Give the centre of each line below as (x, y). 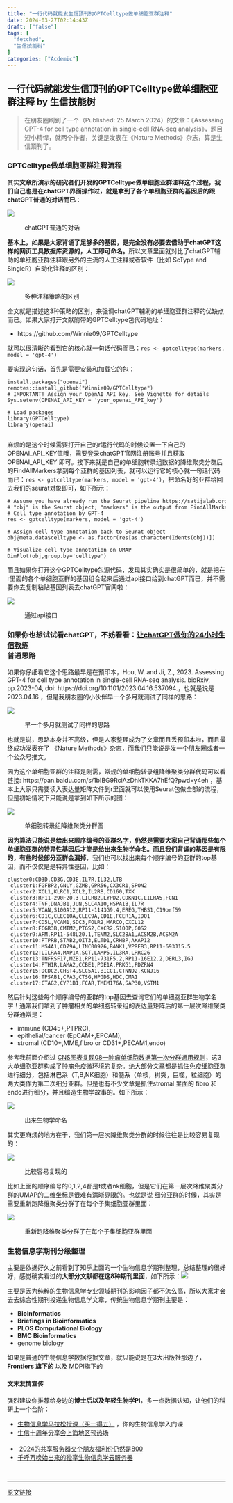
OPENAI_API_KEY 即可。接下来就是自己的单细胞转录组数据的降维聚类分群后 (115, 462)
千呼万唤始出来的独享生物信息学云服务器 (75, 1457)
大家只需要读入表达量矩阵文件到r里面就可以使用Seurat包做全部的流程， (121, 789)
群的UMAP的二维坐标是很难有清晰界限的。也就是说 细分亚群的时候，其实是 (114, 1195)
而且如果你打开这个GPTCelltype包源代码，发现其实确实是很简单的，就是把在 (116, 570)
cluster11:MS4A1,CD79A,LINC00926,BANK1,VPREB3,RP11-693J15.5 (100, 947)
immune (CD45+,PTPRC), (54, 1028)
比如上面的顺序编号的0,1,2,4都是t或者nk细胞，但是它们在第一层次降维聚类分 (115, 1186)
